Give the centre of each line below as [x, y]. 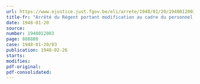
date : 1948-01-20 [28, 22]
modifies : [18, 61]
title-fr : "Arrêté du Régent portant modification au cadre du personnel [100, 17]
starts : [16, 56]
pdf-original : [24, 67]
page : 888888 [22, 39]
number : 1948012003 [30, 34]
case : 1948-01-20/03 [32, 45]
